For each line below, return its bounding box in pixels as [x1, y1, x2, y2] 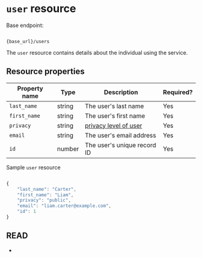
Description [103, 88, 138, 96]
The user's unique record [85, 140, 156, 149]
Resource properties [6, 67, 85, 77]
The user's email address [85, 131, 156, 139]
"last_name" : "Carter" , [17, 186, 77, 192]
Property [17, 84, 43, 92]
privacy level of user [85, 121, 142, 130]
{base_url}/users [6, 38, 50, 44]
